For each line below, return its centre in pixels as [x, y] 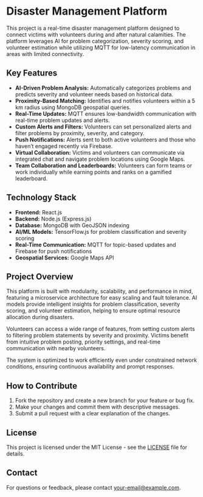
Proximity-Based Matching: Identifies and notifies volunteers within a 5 [105, 100]
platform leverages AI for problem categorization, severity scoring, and [95, 41]
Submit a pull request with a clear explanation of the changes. [92, 414]
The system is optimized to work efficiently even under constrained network [102, 360]
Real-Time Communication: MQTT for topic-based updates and [95, 244]
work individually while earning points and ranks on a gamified [93, 172]
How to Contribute [42, 386]
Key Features [32, 73]
